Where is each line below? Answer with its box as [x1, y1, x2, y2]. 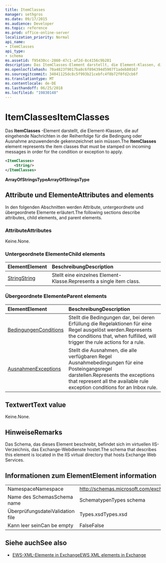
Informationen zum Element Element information [5, 471, 157, 480]
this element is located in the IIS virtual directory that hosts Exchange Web [5, 452, 157, 458]
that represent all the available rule [68, 377, 149, 384]
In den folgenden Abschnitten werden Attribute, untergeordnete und [5, 204, 144, 210]
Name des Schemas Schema [7, 494, 73, 501]
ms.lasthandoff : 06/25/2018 [5, 85, 63, 91]
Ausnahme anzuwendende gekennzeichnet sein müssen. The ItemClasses [5, 138, 157, 144]
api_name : [5, 40, 26, 45]
